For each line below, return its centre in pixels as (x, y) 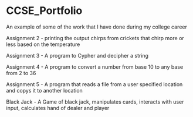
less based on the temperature (43, 44)
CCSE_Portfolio (44, 11)
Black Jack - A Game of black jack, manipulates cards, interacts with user (95, 102)
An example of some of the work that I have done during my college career (97, 27)
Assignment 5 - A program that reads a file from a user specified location (94, 84)
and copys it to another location (45, 90)
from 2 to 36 (21, 73)
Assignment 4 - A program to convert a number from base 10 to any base (95, 67)
